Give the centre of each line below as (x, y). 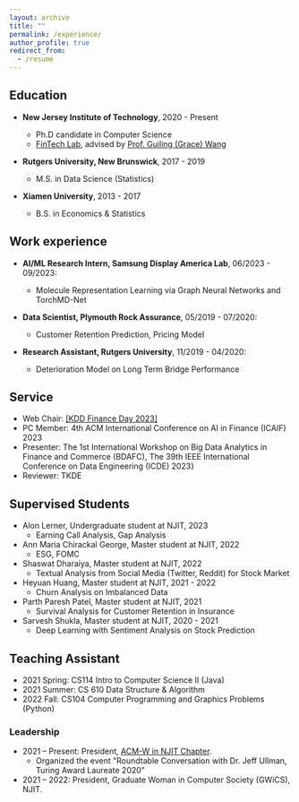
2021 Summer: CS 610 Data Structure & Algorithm (114, 690)
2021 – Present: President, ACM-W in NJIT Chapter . (117, 751)
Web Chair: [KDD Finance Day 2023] (90, 418)
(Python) (38, 709)
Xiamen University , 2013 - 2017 (81, 196)
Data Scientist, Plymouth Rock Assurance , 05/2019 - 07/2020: (140, 317)
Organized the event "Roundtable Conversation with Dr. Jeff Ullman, (161, 761)
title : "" (28, 26)
